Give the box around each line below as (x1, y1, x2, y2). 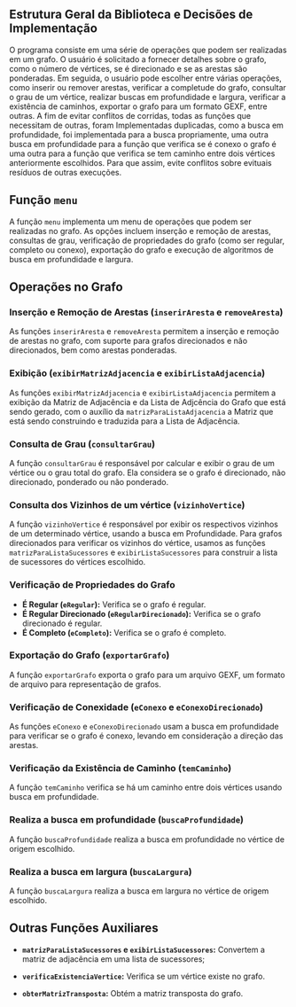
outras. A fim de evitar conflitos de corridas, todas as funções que (9, 110, 252, 121)
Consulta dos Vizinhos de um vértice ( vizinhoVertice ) (9, 498, 245, 511)
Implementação (9, 21, 97, 36)
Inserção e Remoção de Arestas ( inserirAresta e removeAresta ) (9, 306, 284, 318)
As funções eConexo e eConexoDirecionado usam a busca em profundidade (9, 722, 279, 732)
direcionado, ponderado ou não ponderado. (9, 476, 169, 487)
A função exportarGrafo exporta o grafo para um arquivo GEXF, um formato (9, 669, 285, 680)
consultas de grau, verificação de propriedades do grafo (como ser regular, (9, 235, 285, 246)
